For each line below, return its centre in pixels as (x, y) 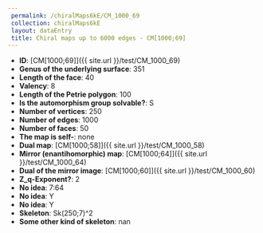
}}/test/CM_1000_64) (53, 162)
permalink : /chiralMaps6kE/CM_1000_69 (75, 16)
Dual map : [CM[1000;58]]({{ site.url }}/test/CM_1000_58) (112, 145)
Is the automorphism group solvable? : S (86, 103)
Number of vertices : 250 (61, 112)
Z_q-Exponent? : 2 (49, 180)
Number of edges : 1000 (59, 120)
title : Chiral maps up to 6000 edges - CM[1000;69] (98, 38)
